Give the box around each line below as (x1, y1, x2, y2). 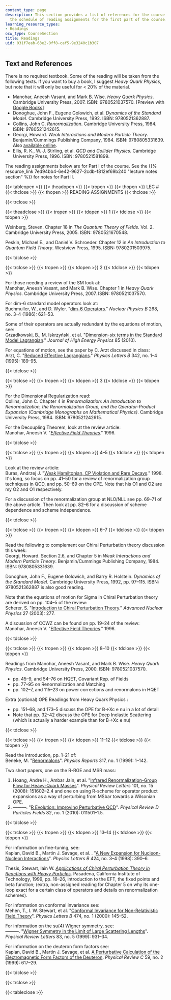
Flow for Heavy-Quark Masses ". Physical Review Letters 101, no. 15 (12, 782, 154, 788)
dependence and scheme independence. (5, 507, 92, 513)
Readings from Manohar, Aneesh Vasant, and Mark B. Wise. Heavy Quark (5, 660, 159, 666)
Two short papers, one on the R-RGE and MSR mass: (5, 767, 116, 773)
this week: (5, 547, 27, 553)
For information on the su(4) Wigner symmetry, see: (5, 923, 115, 929)
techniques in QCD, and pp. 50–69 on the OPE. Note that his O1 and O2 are (5, 481, 162, 487)
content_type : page (5, 7, 47, 13)
